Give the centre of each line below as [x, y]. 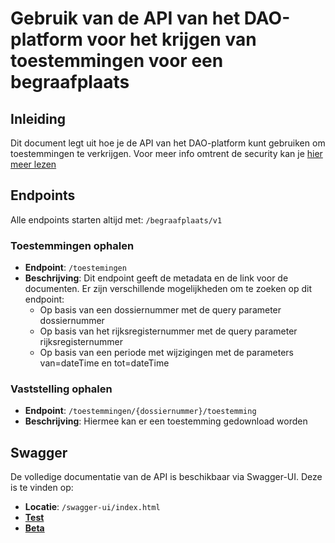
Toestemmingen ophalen [72, 245]
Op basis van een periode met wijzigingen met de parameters [167, 353]
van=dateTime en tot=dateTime [104, 363]
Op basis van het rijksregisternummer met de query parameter [168, 331]
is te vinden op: [42, 488]
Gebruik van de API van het [125, 18]
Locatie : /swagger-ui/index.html [92, 507]
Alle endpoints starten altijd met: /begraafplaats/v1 [116, 219]
